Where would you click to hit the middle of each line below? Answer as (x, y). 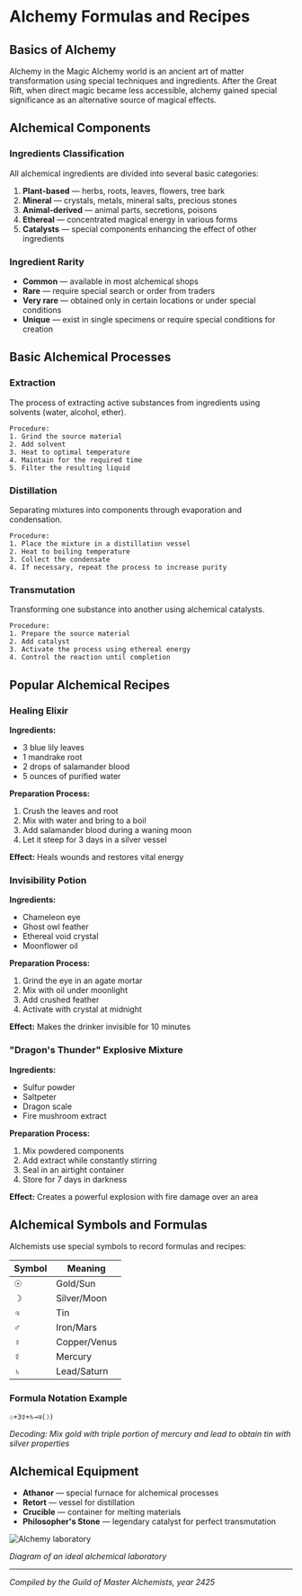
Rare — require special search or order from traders (119, 290)
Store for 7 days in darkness (75, 1179)
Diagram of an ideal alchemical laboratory (88, 1556)
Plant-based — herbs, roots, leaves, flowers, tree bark (124, 191)
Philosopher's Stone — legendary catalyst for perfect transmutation (149, 1521)
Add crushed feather (61, 1000)
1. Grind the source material (66, 436)
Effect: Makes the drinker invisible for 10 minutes (100, 1027)
